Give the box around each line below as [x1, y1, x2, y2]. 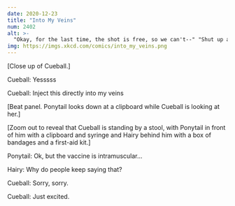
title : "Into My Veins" [7, 17, 77, 24]
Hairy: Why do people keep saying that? [7, 165, 122, 173]
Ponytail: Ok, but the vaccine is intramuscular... [7, 152, 143, 160]
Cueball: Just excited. [7, 193, 70, 200]
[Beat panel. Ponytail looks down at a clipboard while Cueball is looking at [7, 103, 220, 110]
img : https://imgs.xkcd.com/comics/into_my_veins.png [7, 43, 168, 50]
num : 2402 [7, 23, 36, 30]
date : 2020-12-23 [7, 10, 58, 17]
